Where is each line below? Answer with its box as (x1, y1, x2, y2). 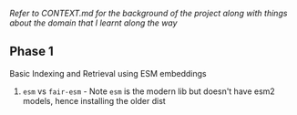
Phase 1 (9, 44, 55, 59)
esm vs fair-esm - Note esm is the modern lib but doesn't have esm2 (22, 86, 275, 97)
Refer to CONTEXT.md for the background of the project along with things (9, 8, 288, 18)
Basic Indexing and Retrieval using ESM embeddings (9, 68, 207, 78)
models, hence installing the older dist (22, 95, 166, 106)
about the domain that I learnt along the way (9, 17, 178, 28)
